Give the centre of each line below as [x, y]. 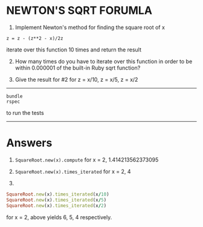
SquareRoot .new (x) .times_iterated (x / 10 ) [58, 194]
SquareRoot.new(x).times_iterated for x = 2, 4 [73, 171]
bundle [14, 96]
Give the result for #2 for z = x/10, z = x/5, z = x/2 [76, 79]
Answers [29, 143]
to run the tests [25, 113]
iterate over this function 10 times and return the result [74, 50]
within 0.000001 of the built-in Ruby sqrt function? [78, 68]
